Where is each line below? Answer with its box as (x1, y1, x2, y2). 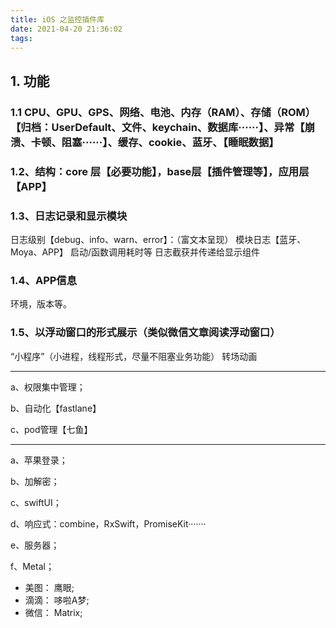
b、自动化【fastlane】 (10, 402, 102, 414)
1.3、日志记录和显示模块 (10, 209, 128, 223)
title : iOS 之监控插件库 (10, 14, 105, 25)
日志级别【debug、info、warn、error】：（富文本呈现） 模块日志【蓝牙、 (10, 233, 307, 245)
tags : (10, 33, 33, 43)
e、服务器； (10, 539, 60, 551)
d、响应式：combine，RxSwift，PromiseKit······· (10, 517, 207, 530)
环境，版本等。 (10, 298, 72, 310)
